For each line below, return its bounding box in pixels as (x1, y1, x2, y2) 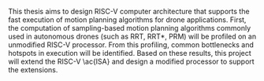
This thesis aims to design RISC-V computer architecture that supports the (8, 7, 250, 16)
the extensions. (8, 65, 58, 74)
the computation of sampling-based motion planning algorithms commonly (8, 24, 251, 32)
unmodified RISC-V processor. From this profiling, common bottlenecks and (8, 40, 255, 50)
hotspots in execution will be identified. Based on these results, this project (8, 49, 252, 57)
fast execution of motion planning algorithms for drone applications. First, (8, 15, 247, 24)
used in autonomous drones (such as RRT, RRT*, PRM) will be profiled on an (8, 31, 257, 41)
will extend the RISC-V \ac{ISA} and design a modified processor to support (8, 57, 255, 66)
